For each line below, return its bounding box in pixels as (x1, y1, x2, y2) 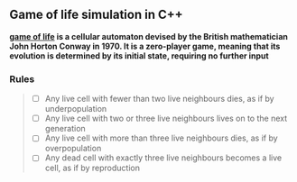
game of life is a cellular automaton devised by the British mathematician (9, 31, 289, 41)
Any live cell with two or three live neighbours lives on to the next (44, 113, 288, 124)
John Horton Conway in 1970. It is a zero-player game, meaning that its (9, 41, 281, 51)
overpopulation (44, 143, 102, 154)
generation (44, 123, 86, 134)
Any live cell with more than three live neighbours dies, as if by (44, 132, 278, 143)
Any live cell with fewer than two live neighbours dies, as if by (44, 94, 274, 105)
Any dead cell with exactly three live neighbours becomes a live (44, 152, 283, 163)
